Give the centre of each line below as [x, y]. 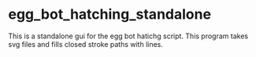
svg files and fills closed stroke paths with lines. [86, 44]
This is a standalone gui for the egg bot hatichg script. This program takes [128, 36]
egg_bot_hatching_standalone [109, 14]
